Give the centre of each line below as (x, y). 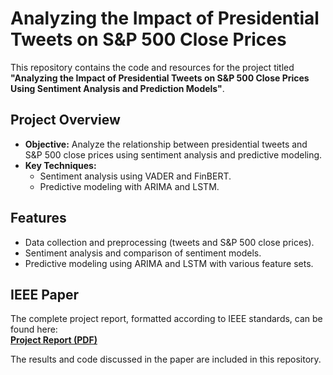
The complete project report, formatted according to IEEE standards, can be (166, 319)
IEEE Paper (44, 294)
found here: (34, 329)
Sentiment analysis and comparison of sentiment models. (143, 253)
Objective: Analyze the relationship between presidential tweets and (166, 144)
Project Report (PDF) (54, 340)
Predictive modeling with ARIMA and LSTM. (129, 186)
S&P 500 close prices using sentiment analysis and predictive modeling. (173, 154)
